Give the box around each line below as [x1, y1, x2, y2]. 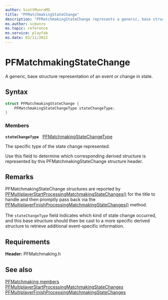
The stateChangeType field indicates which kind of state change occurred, [5, 212, 156, 218]
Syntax [5, 88, 28, 96]
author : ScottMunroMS [5, 7, 50, 12]
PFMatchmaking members [5, 278, 59, 284]
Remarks [5, 172, 34, 181]
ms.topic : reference [5, 26, 48, 31]
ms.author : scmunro [5, 21, 46, 26]
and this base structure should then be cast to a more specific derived [5, 218, 150, 224]
